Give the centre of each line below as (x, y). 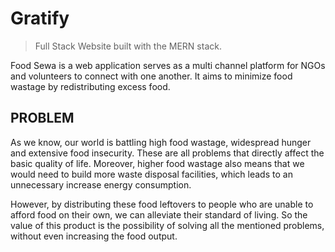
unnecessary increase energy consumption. (101, 184)
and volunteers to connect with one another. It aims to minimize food (151, 76)
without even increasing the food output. (94, 236)
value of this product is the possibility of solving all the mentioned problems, (167, 225)
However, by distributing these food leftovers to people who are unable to (162, 204)
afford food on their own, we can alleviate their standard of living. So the (159, 214)
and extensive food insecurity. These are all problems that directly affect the (167, 153)
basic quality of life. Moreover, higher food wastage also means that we (157, 163)
